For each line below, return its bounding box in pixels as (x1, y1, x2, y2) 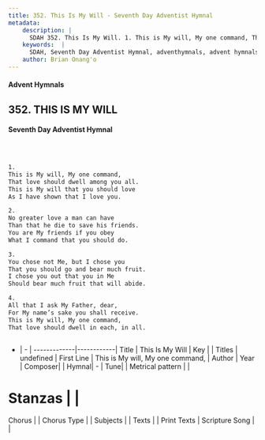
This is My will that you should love (8, 185, 136, 194)
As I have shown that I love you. (8, 193, 122, 201)
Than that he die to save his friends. (8, 222, 140, 230)
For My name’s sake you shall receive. (8, 309, 140, 317)
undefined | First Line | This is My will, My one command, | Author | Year (19, 353, 255, 363)
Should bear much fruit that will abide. (8, 280, 147, 288)
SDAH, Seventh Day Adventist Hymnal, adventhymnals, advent (28, 48, 231, 56)
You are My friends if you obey (8, 229, 114, 237)
